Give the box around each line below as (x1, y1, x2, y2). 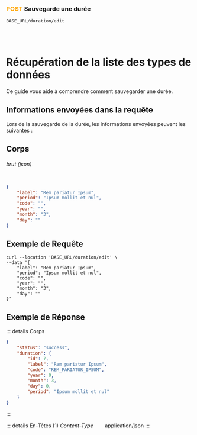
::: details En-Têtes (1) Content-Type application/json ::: (6, 422, 150, 429)
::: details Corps (6, 328, 45, 335)
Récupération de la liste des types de (6, 56, 192, 69)
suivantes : (6, 127, 33, 134)
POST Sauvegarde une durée (6, 5, 91, 13)
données (6, 68, 50, 82)
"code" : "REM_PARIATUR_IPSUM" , (27, 366, 105, 373)
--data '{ (6, 260, 31, 266)
